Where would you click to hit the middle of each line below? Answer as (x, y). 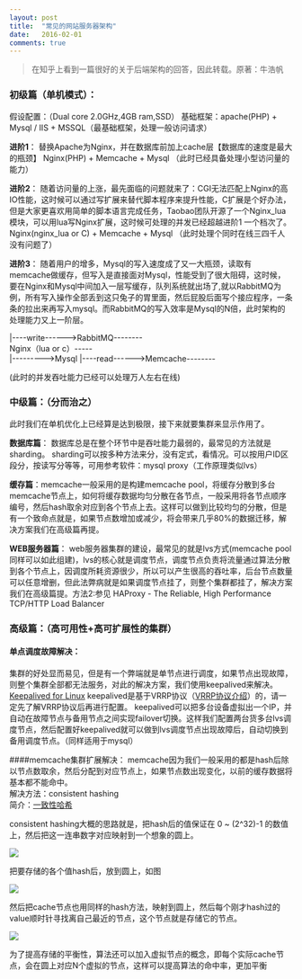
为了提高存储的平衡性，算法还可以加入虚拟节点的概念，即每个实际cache (143, 954)
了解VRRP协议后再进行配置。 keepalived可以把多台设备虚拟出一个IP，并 (158, 707)
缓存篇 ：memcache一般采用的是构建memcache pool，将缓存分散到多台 (142, 484)
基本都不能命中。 (41, 782)
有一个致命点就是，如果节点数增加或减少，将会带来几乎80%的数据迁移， (144, 518)
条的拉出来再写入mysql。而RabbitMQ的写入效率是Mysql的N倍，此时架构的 (147, 308)
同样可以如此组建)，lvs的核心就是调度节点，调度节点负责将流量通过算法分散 (150, 559)
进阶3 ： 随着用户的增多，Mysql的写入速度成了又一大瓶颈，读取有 (130, 263)
